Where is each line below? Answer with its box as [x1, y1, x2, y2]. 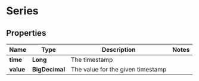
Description [101, 46, 136, 54]
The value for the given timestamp [70, 66, 167, 73]
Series [6, 4, 39, 18]
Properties [6, 28, 46, 38]
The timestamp [70, 55, 113, 64]
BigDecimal [32, 66, 66, 73]
